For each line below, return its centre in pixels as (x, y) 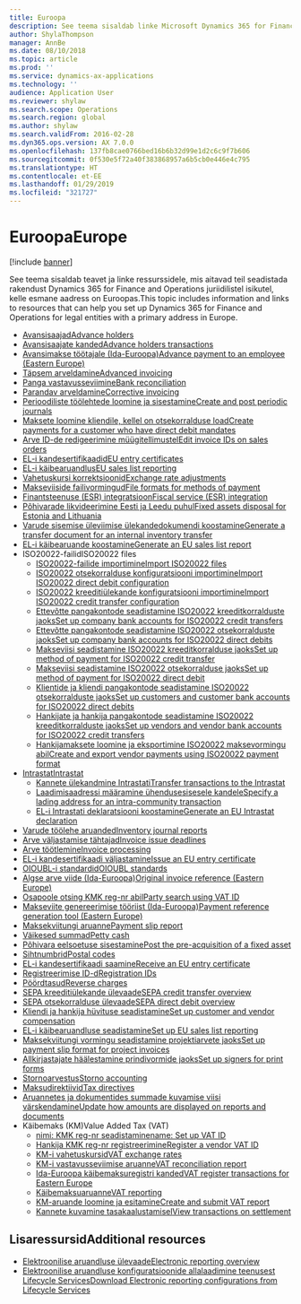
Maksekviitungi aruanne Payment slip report (103, 926)
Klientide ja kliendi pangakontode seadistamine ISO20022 (142, 687)
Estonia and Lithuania (62, 516)
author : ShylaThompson (52, 34)
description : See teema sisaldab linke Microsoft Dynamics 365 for (138, 26)
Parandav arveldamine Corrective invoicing (101, 392)
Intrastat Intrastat (53, 773)
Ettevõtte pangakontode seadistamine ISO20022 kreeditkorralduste (160, 611)
